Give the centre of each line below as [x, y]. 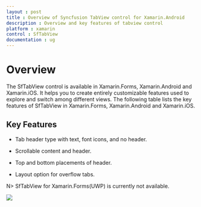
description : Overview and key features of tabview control [85, 23]
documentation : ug [31, 40]
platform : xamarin [31, 29]
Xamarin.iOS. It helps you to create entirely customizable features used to [98, 93]
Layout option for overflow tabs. [55, 174]
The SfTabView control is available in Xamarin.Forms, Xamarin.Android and [99, 86]
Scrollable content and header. [53, 151]
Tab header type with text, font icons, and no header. [81, 139]
